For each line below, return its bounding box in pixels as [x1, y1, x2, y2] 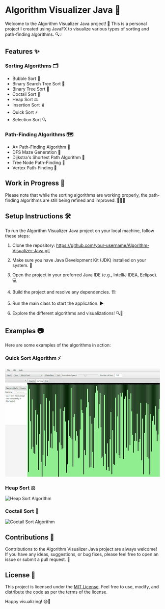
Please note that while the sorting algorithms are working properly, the [5, 192, 148, 198]
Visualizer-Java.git [12, 247, 50, 253]
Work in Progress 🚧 [5, 179, 65, 187]
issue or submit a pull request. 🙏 [5, 556, 70, 562]
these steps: [5, 233, 30, 238]
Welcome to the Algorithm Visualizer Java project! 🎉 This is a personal [5, 21, 147, 26]
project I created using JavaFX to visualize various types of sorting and [5, 26, 149, 31]
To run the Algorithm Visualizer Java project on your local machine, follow [5, 228, 155, 234]
